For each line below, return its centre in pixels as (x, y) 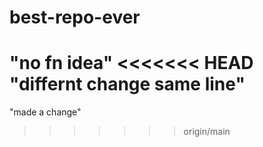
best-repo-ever (75, 17)
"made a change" (45, 112)
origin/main (207, 132)
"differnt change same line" (127, 84)
